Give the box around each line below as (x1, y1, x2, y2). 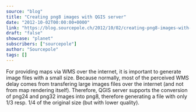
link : (6, 24, 19, 31)
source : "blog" (6, 8, 43, 15)
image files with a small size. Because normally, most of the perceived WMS (6, 74, 190, 81)
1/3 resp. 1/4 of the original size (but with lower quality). (6, 99, 140, 106)
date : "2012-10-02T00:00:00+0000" (6, 19, 90, 25)
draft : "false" (6, 30, 43, 36)
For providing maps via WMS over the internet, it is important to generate (6, 68, 182, 75)
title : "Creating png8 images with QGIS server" (6, 14, 127, 20)
